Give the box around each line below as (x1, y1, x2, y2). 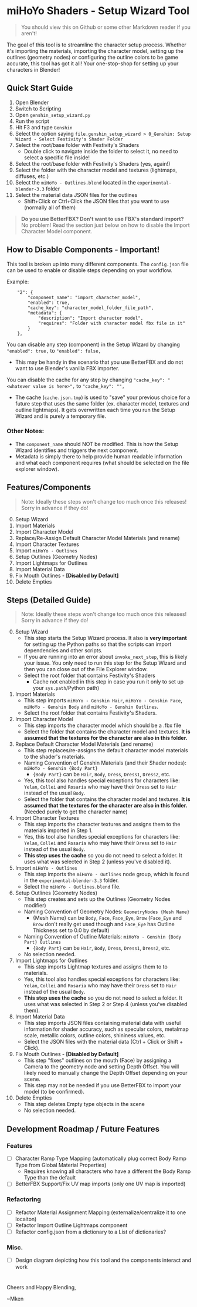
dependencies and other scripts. (23, 647, 103, 654)
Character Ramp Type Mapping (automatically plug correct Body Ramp (15, 1155, 187, 1162)
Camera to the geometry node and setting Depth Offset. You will (23, 1063, 179, 1070)
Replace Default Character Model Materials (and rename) (15, 740, 154, 748)
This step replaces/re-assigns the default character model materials (23, 747, 188, 754)
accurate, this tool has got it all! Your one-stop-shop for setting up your (6, 60, 179, 67)
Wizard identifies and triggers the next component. (15, 447, 138, 454)
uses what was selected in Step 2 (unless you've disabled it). (23, 858, 172, 865)
